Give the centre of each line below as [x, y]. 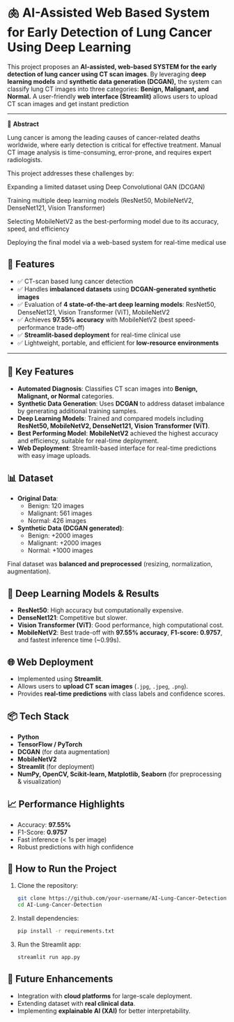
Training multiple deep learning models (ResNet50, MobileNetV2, [100, 200]
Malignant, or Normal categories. [65, 396]
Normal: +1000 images [60, 550]
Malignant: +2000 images [64, 543]
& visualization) [39, 781]
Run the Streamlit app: [49, 944]
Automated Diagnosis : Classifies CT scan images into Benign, [108, 389]
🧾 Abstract [23, 124]
